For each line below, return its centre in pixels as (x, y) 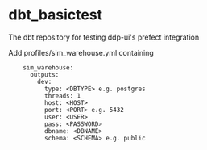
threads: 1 (62, 96)
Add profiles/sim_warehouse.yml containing (81, 52)
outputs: (44, 74)
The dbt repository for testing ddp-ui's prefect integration (104, 37)
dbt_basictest (56, 15)
